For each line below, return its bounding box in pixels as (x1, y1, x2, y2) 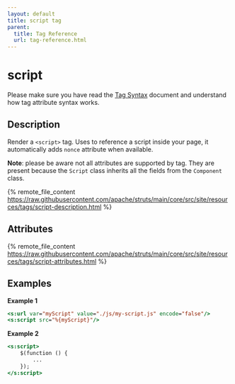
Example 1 (7, 296, 38, 305)
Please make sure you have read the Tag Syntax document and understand (7, 91, 227, 99)
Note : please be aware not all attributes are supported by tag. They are (7, 159, 214, 167)
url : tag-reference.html (13, 37, 87, 44)
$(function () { (20, 350, 69, 357)
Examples (7, 278, 52, 290)
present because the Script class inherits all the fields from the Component (7, 166, 222, 174)
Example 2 (7, 329, 39, 338)
